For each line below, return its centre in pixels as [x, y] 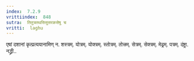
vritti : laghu [25, 28]
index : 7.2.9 [24, 11]
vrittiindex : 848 [29, 17]
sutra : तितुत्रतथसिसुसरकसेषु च [36, 22]
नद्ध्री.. [11, 51]
